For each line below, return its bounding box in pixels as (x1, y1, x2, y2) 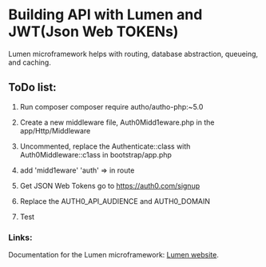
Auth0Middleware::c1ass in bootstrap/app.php (19, 149, 172, 159)
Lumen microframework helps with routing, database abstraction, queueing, (8, 49, 258, 58)
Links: (8, 232, 33, 243)
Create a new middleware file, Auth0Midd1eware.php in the (19, 118, 215, 127)
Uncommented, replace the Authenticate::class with (19, 141, 191, 151)
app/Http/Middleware (19, 126, 91, 135)
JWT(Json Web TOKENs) (8, 22, 179, 41)
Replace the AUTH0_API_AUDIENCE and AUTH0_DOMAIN (19, 196, 210, 205)
